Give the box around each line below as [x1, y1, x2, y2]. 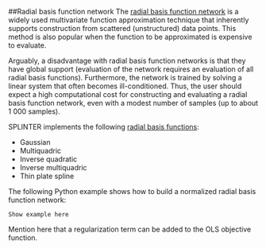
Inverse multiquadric [19, 163, 87, 172]
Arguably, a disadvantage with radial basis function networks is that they [8, 56, 246, 65]
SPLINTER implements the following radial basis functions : [8, 123, 200, 131]
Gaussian [19, 138, 51, 146]
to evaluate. [8, 41, 47, 50]
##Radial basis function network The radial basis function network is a [8, 7, 239, 16]
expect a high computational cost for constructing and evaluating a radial [8, 90, 248, 99]
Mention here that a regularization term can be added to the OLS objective [8, 224, 252, 234]
